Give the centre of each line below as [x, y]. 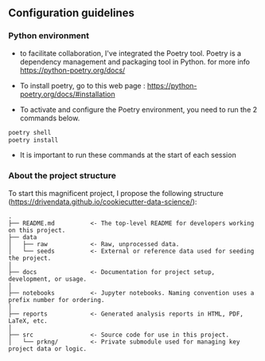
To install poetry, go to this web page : [82, 85]
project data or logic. [48, 349]
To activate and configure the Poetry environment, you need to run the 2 [138, 109]
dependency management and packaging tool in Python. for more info [135, 61]
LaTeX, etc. [28, 321]
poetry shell [30, 132]
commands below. [50, 118]
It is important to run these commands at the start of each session [128, 155]
